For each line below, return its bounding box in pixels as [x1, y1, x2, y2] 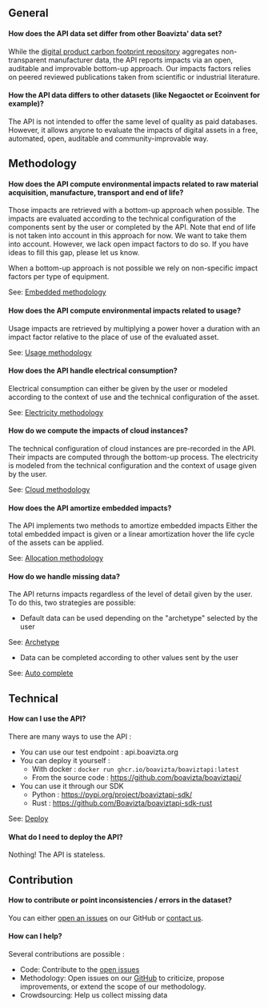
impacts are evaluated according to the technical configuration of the [8, 214, 237, 223]
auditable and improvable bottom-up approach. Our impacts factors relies [8, 63, 251, 73]
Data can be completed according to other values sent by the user [19, 653, 238, 662]
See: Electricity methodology [8, 407, 104, 417]
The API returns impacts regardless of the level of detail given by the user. [8, 590, 253, 599]
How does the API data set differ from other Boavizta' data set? [8, 28, 222, 38]
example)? [8, 99, 44, 109]
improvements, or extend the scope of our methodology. [19, 982, 206, 991]
